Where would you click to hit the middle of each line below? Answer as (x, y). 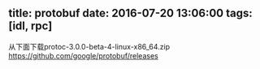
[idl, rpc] (30, 26)
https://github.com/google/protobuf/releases (83, 55)
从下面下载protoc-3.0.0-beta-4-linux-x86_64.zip (89, 46)
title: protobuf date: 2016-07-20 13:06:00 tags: (131, 13)
